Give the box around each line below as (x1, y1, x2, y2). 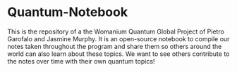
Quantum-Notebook (7, 4, 128, 20)
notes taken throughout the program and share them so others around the (7, 42, 222, 50)
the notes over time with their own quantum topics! (7, 57, 155, 65)
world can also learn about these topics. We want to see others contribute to (7, 50, 230, 58)
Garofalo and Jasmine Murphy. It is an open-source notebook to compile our (7, 34, 230, 43)
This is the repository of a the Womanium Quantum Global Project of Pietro (7, 27, 224, 36)
